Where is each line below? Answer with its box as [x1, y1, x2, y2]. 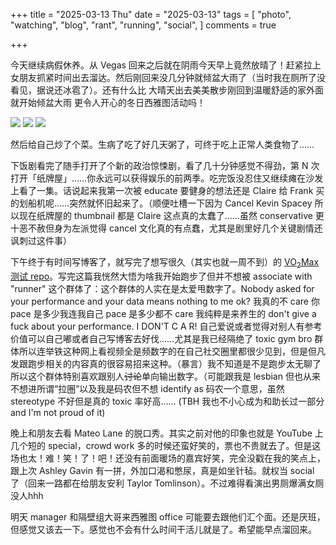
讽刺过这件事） [10, 235, 72, 246]
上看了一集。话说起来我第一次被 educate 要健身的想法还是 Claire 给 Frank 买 [10, 185, 325, 196]
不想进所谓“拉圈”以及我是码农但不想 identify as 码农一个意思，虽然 [10, 382, 285, 394]
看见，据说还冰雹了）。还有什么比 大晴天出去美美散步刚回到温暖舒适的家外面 [10, 84, 324, 96]
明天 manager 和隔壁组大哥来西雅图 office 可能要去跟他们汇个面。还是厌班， [10, 510, 326, 523]
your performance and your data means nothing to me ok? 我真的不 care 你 [10, 295, 320, 307]
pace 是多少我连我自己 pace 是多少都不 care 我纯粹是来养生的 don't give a [10, 307, 317, 319]
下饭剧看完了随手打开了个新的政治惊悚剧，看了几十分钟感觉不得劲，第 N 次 [10, 160, 320, 171]
